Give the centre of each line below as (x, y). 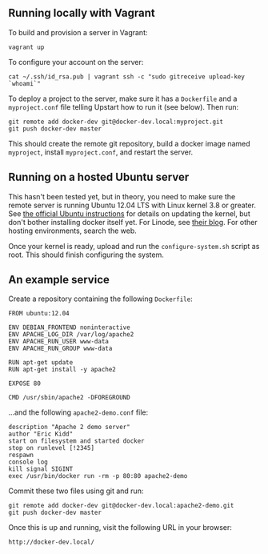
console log (28, 462)
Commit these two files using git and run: (76, 491)
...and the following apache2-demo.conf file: (78, 412)
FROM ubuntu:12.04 (39, 314)
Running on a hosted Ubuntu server (99, 177)
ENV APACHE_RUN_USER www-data (59, 342)
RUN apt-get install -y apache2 (62, 370)
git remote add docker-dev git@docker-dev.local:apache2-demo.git (121, 506)
